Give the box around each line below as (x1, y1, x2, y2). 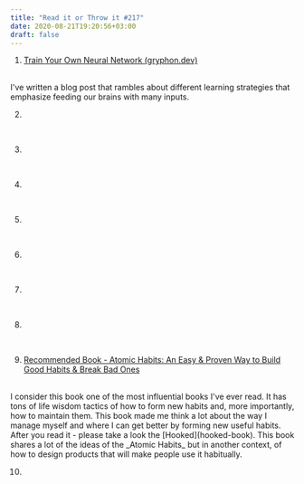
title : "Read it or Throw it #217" (10, 13, 145, 23)
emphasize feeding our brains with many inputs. (10, 91, 189, 102)
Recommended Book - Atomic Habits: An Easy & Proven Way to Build (23, 355, 281, 365)
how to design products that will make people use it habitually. (10, 449, 242, 460)
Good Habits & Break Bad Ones (23, 364, 140, 375)
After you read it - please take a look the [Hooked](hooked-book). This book (10, 430, 295, 441)
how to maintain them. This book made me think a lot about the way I (10, 411, 268, 422)
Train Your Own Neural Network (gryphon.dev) (23, 55, 198, 66)
